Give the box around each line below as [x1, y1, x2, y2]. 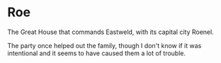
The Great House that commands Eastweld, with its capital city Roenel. [7, 28, 214, 36]
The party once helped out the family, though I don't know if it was [7, 41, 202, 50]
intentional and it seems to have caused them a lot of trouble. [7, 49, 186, 57]
